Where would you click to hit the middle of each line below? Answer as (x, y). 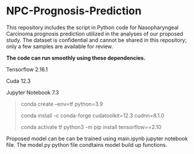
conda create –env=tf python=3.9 (62, 104)
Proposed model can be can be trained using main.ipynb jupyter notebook (97, 139)
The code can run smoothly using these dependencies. (76, 58)
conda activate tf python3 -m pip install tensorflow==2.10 (91, 127)
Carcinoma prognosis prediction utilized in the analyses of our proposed (95, 33)
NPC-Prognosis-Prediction (74, 11)
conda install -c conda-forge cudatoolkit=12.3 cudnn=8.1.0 (93, 115)
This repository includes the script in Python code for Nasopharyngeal (92, 27)
